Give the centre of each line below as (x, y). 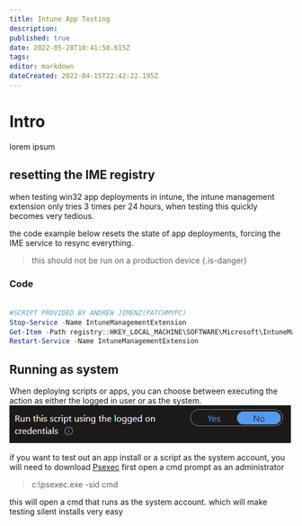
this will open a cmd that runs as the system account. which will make (138, 502)
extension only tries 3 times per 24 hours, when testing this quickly (133, 206)
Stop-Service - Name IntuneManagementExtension (98, 322)
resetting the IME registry (82, 175)
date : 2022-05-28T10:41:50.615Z (70, 48)
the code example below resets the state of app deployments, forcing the (145, 233)
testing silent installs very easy (67, 512)
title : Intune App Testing (60, 19)
